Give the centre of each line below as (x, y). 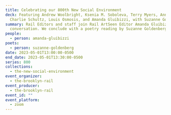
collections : (19, 67)
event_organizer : (24, 76)
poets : (12, 43)
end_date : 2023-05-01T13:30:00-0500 (44, 57)
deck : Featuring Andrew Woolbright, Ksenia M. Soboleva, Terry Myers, (82, 15)
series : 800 (18, 62)
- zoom (17, 105)
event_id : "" (19, 95)
